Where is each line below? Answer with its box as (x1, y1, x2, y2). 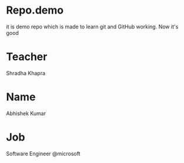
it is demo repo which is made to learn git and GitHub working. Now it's (6, 23, 179, 30)
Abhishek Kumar (6, 110, 46, 117)
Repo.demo (6, 4, 63, 17)
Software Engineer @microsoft (6, 150, 81, 157)
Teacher (6, 50, 48, 64)
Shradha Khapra (6, 69, 46, 77)
